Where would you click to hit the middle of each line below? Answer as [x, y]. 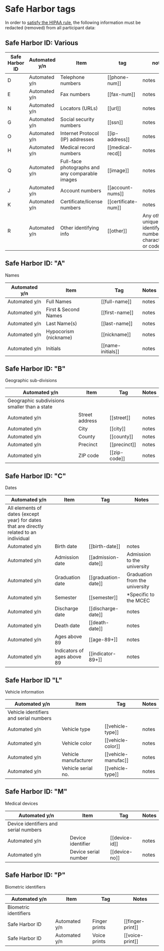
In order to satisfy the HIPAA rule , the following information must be [73, 22]
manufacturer [77, 760]
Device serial [85, 852]
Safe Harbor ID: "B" [35, 368]
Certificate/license [82, 201]
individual [19, 538]
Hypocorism [60, 331]
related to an [22, 533]
